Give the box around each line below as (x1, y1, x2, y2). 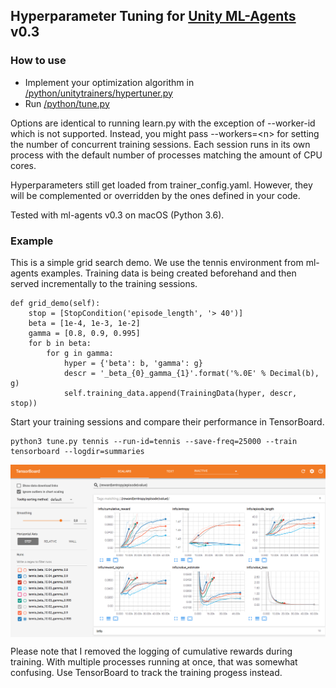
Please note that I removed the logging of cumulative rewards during (10, 645, 293, 658)
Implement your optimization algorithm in (24, 76, 195, 88)
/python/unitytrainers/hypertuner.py (24, 87, 173, 99)
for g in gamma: (46, 348, 114, 358)
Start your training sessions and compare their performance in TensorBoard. (10, 415, 325, 428)
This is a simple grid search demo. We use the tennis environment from (10, 256, 304, 268)
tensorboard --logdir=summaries (10, 446, 145, 456)
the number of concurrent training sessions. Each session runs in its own (10, 138, 311, 150)
